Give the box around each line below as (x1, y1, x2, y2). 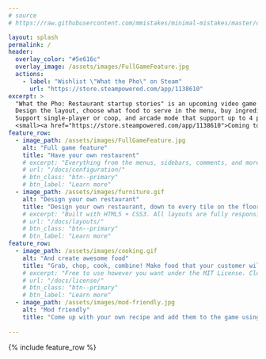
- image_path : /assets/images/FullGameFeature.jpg (15, 136, 186, 144)
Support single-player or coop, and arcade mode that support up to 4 (15, 114, 253, 123)
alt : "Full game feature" (22, 143, 108, 151)
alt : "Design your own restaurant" (22, 195, 140, 203)
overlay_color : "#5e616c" (15, 55, 101, 63)
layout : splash (8, 33, 59, 41)
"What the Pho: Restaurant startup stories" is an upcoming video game (15, 100, 257, 108)
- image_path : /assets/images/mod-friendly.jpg (15, 299, 176, 307)
